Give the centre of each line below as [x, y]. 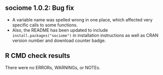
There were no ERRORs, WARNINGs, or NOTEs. [53, 67]
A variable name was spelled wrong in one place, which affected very [82, 19]
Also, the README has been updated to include [60, 30]
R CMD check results [38, 56]
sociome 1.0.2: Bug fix [40, 8]
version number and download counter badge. [59, 40]
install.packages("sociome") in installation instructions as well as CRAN [85, 35]
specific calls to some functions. [45, 25]
